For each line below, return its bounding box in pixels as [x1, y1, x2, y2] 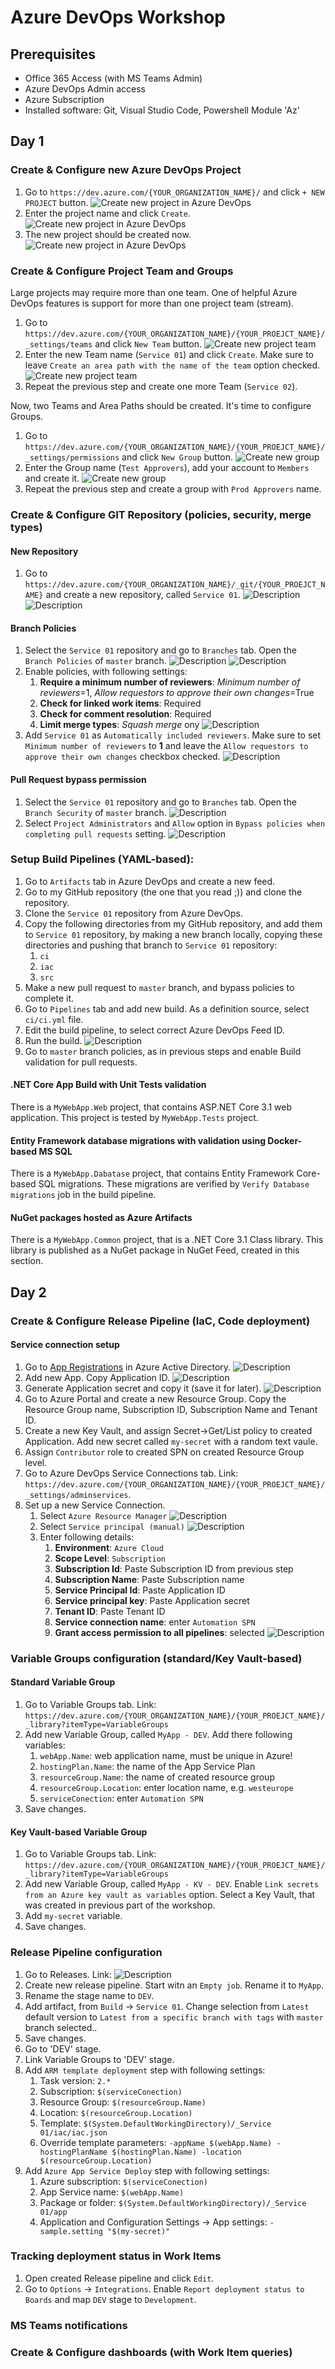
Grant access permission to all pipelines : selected [54, 1626, 265, 1638]
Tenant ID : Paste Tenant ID [54, 1605, 166, 1617]
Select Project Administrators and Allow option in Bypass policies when [24, 817, 326, 829]
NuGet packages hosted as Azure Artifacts [10, 1211, 193, 1223]
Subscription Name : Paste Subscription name [54, 1573, 245, 1585]
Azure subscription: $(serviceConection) [39, 2175, 209, 2187]
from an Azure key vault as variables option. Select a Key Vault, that [24, 1889, 316, 1901]
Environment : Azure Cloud [54, 1541, 164, 1553]
